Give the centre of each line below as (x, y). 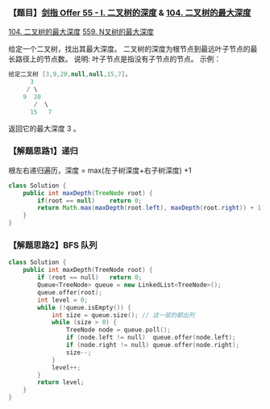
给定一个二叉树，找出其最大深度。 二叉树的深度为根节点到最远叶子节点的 (129, 49)
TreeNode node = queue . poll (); (118, 330)
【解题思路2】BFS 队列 (53, 245)
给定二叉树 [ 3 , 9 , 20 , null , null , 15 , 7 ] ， (70, 74)
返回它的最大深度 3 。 (44, 128)
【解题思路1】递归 (43, 151)
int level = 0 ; (63, 300)
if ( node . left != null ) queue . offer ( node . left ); (151, 338)
